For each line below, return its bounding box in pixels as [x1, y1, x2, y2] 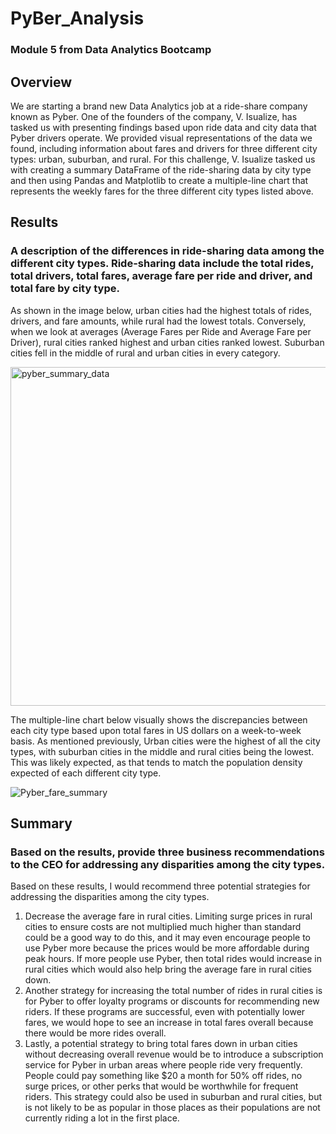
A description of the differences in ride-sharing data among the [10, 244, 325, 258]
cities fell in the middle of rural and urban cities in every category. [10, 347, 281, 359]
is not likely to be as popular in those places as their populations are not [24, 1102, 321, 1114]
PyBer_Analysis [10, 7, 145, 30]
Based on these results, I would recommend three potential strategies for [10, 880, 311, 892]
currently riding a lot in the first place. [24, 1112, 180, 1124]
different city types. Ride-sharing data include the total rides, [10, 257, 315, 271]
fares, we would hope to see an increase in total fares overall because [24, 1017, 314, 1029]
